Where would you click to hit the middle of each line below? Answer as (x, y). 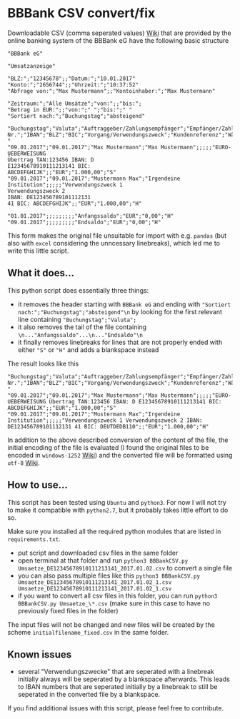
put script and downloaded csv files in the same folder (98, 553)
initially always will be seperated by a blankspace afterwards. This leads (124, 679)
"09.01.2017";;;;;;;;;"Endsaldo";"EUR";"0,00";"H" (84, 222)
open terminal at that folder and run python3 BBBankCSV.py (103, 560)
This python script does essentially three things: (78, 290)
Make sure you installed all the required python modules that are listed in (114, 531)
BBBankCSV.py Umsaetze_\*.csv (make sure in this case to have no (114, 603)
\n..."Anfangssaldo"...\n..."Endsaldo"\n (80, 335)
